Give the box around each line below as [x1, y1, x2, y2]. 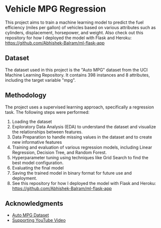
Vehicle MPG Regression [5, 3, 106, 15]
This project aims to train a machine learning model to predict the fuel [5, 19, 144, 25]
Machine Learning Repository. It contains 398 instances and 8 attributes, [5, 72, 150, 78]
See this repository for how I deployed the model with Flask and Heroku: [12, 180, 156, 186]
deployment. [12, 175, 37, 181]
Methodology [5, 91, 47, 100]
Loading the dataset [12, 119, 52, 124]
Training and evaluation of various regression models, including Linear [12, 144, 152, 150]
